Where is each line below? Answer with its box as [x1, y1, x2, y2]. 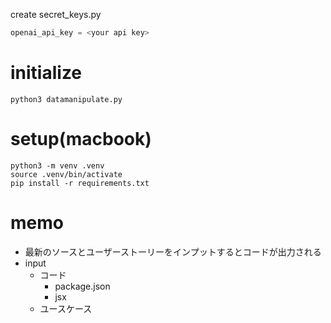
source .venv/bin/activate [10, 169, 123, 179]
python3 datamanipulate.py [10, 94, 123, 104]
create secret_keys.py [10, 9, 102, 20]
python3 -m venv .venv [10, 160, 105, 171]
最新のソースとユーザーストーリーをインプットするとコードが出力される [24, 245, 322, 258]
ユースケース [39, 302, 93, 314]
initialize [10, 62, 83, 84]
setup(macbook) [10, 128, 152, 150]
